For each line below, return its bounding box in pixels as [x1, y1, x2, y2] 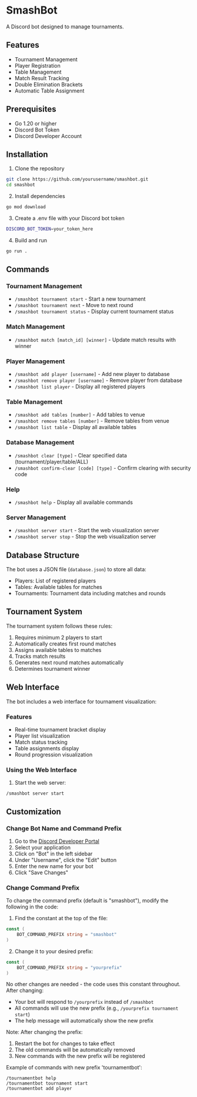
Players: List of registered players [14, 577, 96, 584]
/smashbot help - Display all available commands [14, 499, 133, 506]
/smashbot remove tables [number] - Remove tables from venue [14, 417, 169, 424]
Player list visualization [14, 732, 71, 739]
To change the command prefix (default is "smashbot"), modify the [6, 897, 169, 904]
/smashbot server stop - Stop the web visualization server [14, 533, 156, 540]
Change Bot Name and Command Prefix [6, 824, 122, 832]
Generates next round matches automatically [14, 658, 124, 666]
